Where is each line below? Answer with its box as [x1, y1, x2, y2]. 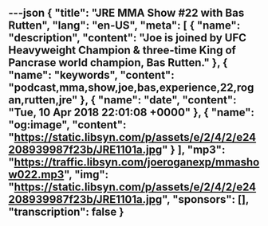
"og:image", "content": [8, 119, 127, 132]
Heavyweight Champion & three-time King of [8, 44, 237, 57]
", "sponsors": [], [162, 193, 250, 206]
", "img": [63, 168, 109, 181]
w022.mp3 [8, 168, 65, 181]
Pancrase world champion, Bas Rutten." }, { [8, 56, 228, 70]
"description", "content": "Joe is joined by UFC [8, 31, 247, 45]
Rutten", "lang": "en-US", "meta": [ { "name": [8, 19, 241, 33]
